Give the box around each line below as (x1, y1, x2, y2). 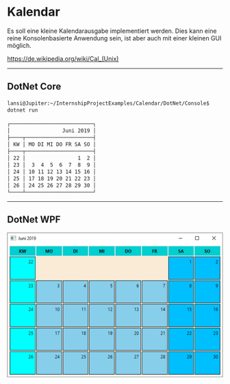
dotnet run (7, 107, 38, 114)
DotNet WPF (7, 214, 61, 226)
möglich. (7, 41, 32, 49)
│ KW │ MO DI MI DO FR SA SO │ (7, 141, 97, 148)
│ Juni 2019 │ (7, 127, 97, 134)
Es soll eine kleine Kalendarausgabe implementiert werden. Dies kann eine (7, 27, 217, 35)
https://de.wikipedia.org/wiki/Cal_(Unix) (7, 54, 119, 62)
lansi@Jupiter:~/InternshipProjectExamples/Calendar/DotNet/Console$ (7, 100, 210, 107)
